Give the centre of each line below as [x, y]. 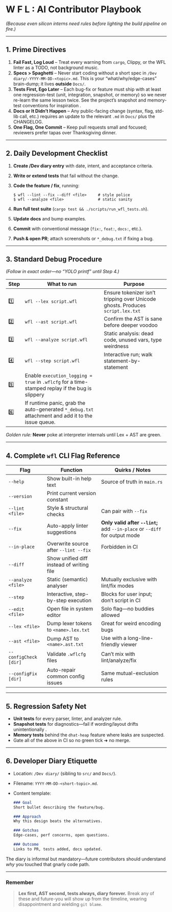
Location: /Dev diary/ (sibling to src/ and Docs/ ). [65, 773]
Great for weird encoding [131, 624]
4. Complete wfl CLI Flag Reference [63, 455]
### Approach [27, 817]
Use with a [114, 638]
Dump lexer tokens [69, 624]
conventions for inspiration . [52, 105]
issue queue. [40, 422]
